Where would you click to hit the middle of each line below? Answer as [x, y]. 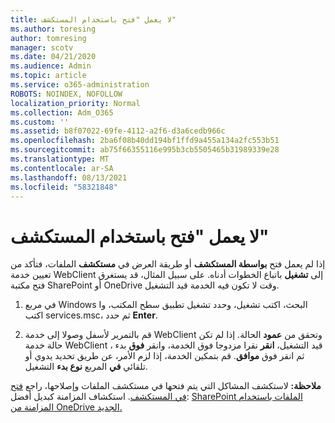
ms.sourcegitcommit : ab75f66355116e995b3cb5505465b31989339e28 [145, 150]
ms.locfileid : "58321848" [64, 187]
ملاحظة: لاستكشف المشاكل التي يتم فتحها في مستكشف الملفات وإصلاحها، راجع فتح [166, 386]
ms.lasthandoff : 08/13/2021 [69, 177]
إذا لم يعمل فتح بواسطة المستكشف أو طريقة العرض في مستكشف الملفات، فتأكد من [168, 264]
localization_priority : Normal [75, 103]
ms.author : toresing [53, 29]
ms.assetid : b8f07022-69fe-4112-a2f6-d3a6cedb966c [118, 131]
